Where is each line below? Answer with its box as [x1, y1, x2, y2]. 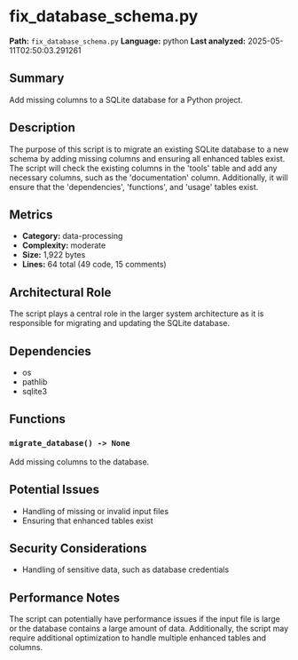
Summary [9, 71, 65, 86]
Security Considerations [9, 540, 148, 556]
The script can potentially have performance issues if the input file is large [9, 614, 281, 624]
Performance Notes [9, 590, 121, 605]
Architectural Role [9, 284, 112, 299]
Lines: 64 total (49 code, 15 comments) [21, 259, 167, 270]
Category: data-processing [21, 231, 123, 242]
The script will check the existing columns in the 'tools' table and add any [9, 163, 278, 173]
